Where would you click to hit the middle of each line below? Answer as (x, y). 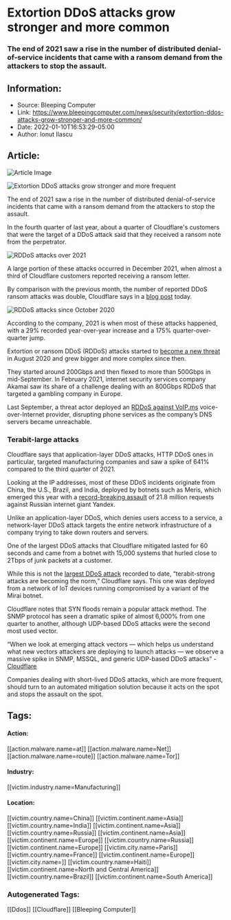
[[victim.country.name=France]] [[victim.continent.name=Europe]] (101, 855)
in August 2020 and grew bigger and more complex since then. (97, 358)
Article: (23, 156)
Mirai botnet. (25, 596)
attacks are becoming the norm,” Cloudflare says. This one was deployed (111, 581)
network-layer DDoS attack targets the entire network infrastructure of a (109, 525)
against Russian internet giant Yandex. (61, 505)
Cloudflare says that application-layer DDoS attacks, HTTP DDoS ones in (110, 454)
